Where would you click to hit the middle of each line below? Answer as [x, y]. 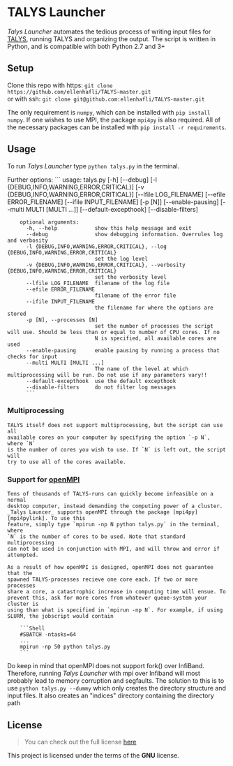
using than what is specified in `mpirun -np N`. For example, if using [115, 610]
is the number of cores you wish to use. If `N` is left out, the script [117, 449]
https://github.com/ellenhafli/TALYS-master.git [79, 92]
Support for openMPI [44, 479]
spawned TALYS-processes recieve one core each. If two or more [103, 580]
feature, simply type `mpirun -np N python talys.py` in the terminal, [113, 525]
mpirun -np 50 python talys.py [65, 647]
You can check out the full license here [80, 742]
